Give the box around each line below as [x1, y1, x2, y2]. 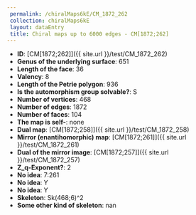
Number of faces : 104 [16, 110, 82, 119]
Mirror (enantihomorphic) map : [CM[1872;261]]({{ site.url [16, 133, 187, 142]
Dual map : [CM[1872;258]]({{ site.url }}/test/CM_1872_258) [16, 125, 190, 134]
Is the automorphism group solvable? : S [16, 88, 138, 96]
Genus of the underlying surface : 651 [16, 58, 129, 66]
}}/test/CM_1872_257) [16, 156, 81, 164]
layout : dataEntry [9, 23, 65, 31]
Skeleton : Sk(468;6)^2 [16, 194, 84, 202]
